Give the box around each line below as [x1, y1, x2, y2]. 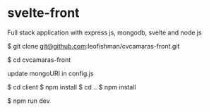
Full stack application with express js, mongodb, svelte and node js [7, 28, 203, 37]
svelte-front [7, 5, 80, 21]
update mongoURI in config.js [7, 69, 94, 77]
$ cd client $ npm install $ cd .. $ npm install [7, 82, 136, 91]
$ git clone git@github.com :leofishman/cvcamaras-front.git [7, 42, 180, 50]
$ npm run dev [7, 97, 51, 105]
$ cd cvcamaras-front [7, 55, 71, 64]
